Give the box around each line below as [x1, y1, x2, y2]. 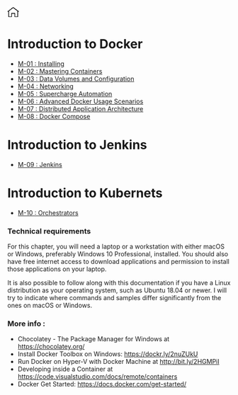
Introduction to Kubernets [7, 185, 163, 201]
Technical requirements [7, 226, 91, 236]
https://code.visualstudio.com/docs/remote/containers [17, 372, 178, 381]
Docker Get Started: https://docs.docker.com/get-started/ [17, 380, 186, 389]
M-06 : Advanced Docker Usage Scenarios [17, 97, 144, 105]
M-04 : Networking [17, 81, 74, 91]
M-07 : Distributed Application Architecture [17, 104, 144, 113]
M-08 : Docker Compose [17, 112, 91, 120]
